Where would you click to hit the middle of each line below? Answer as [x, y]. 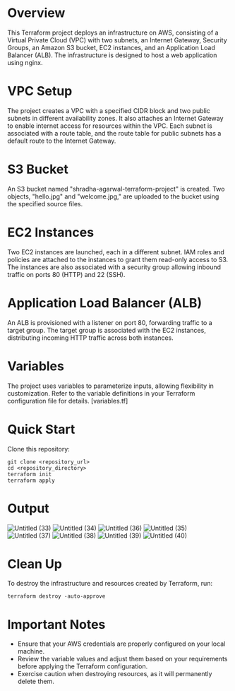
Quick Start [41, 429]
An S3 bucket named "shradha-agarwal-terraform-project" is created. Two [116, 189]
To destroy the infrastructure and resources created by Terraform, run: [110, 584]
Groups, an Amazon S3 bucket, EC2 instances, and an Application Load [111, 47]
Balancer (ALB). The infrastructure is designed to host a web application [112, 55]
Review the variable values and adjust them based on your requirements [122, 659]
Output [28, 508]
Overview [36, 13]
